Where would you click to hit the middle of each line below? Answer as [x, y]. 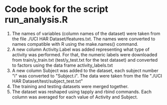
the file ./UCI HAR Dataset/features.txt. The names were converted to [83, 39]
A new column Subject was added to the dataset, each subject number [85, 70]
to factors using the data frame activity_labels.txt [62, 65]
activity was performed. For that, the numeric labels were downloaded [85, 54]
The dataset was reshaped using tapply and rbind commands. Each [82, 92]
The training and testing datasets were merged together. [70, 86]
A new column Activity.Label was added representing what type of [81, 49]
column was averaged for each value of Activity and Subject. [75, 97]
